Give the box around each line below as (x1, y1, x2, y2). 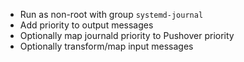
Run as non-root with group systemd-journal (19, 9, 204, 20)
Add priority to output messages (19, 19, 154, 31)
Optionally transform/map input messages (19, 40, 194, 52)
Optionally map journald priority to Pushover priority (19, 30, 235, 41)
